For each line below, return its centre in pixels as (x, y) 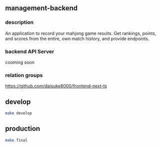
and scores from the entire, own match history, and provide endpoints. (77, 38)
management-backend (41, 8)
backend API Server (30, 51)
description (19, 22)
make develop (19, 113)
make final (16, 140)
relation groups (24, 75)
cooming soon (20, 62)
